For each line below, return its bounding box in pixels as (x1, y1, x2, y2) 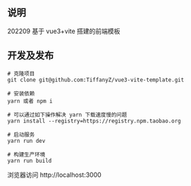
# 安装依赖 (7, 90, 35, 97)
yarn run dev (7, 137, 46, 144)
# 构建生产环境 (7, 151, 46, 158)
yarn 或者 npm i (7, 98, 53, 105)
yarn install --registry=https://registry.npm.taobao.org (7, 117, 181, 124)
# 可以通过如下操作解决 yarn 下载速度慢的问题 (7, 111, 128, 118)
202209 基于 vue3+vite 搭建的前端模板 (7, 27, 121, 35)
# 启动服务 (7, 131, 35, 138)
